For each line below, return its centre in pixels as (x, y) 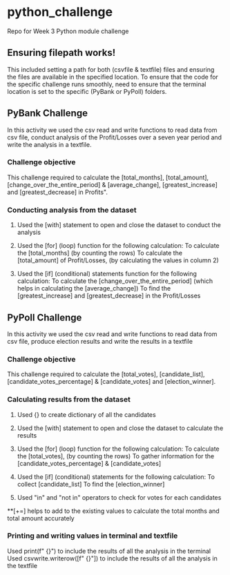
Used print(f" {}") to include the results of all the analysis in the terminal (109, 551)
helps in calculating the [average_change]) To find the (94, 289)
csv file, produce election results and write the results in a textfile (100, 341)
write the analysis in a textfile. (49, 144)
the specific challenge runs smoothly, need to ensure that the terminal (107, 84)
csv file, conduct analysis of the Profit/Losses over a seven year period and (115, 137)
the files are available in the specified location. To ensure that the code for (113, 77)
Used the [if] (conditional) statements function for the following (107, 274)
